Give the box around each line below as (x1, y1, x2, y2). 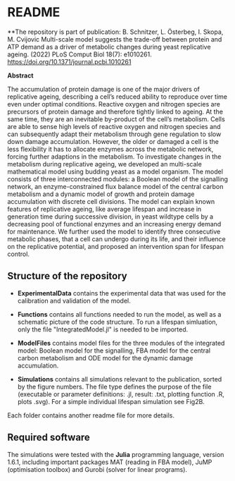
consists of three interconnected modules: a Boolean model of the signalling (7, 174, 229, 183)
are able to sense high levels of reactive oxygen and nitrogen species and (7, 122, 221, 130)
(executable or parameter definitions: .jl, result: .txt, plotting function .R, (17, 389, 225, 398)
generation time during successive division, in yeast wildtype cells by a (7, 212, 213, 221)
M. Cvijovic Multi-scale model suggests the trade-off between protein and (7, 35, 222, 43)
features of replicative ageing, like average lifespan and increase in (7, 205, 202, 213)
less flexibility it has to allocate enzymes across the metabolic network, (7, 145, 214, 153)
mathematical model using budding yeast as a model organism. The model (7, 167, 224, 176)
